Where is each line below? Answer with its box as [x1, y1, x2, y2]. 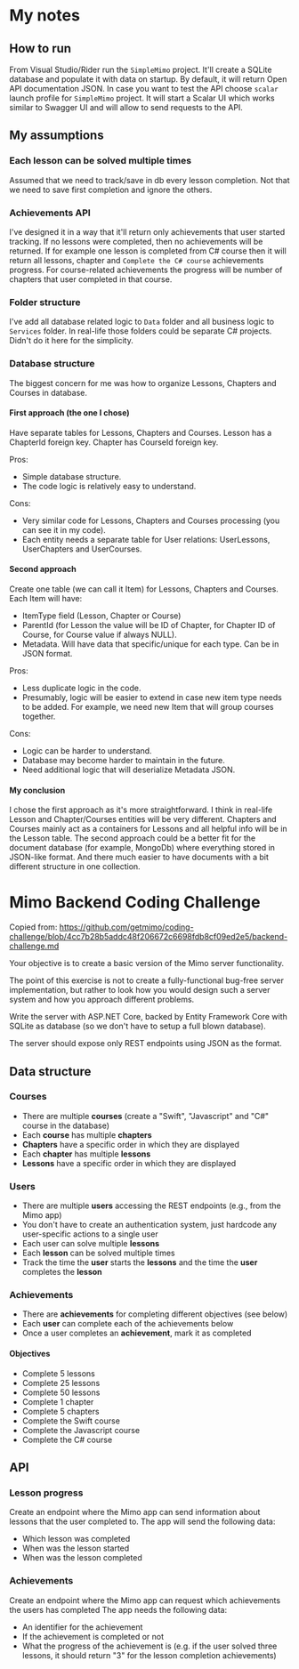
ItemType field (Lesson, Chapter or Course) [21, 610, 182, 621]
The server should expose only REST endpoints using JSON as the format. [9, 1038, 282, 1049]
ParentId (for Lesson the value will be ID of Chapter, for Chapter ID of [21, 619, 276, 630]
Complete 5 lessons [21, 1367, 95, 1379]
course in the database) [21, 1120, 109, 1131]
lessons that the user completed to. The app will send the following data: [9, 1516, 276, 1527]
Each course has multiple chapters [21, 1129, 153, 1140]
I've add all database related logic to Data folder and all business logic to [9, 317, 274, 327]
